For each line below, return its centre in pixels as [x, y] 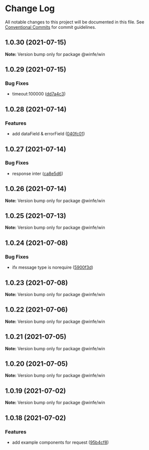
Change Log [30, 9]
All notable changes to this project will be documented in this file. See [75, 22]
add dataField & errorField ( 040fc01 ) [48, 134]
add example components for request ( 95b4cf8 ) [60, 442]
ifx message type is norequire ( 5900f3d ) [53, 267]
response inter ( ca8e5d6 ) [38, 173]
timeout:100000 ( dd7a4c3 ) [39, 94]
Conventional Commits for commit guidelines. [50, 27]
